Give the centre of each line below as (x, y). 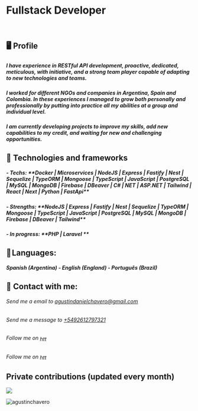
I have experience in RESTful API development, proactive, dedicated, (92, 65)
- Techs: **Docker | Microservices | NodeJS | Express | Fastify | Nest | (95, 173)
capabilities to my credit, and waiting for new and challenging (84, 133)
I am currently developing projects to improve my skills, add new (87, 127)
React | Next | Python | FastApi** (48, 192)
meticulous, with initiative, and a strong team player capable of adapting (98, 72)
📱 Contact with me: (42, 287)
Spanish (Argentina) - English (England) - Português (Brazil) (82, 268)
